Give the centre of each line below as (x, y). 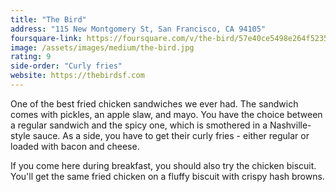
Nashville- (290, 125)
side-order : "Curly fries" (66, 66)
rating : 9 (31, 57)
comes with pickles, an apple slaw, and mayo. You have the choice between (166, 114)
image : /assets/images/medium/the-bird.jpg (102, 47)
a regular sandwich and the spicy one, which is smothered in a (139, 125)
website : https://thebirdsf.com (77, 76)
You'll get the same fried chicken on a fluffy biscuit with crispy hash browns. (167, 176)
